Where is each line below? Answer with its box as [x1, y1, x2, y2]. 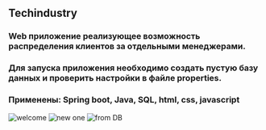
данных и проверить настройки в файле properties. [8, 73, 222, 84]
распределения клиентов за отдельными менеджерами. [8, 40, 246, 52]
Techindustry [8, 6, 78, 20]
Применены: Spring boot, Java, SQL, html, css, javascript [8, 94, 240, 106]
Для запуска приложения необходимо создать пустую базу [8, 62, 259, 73]
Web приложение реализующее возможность [8, 31, 201, 42]
